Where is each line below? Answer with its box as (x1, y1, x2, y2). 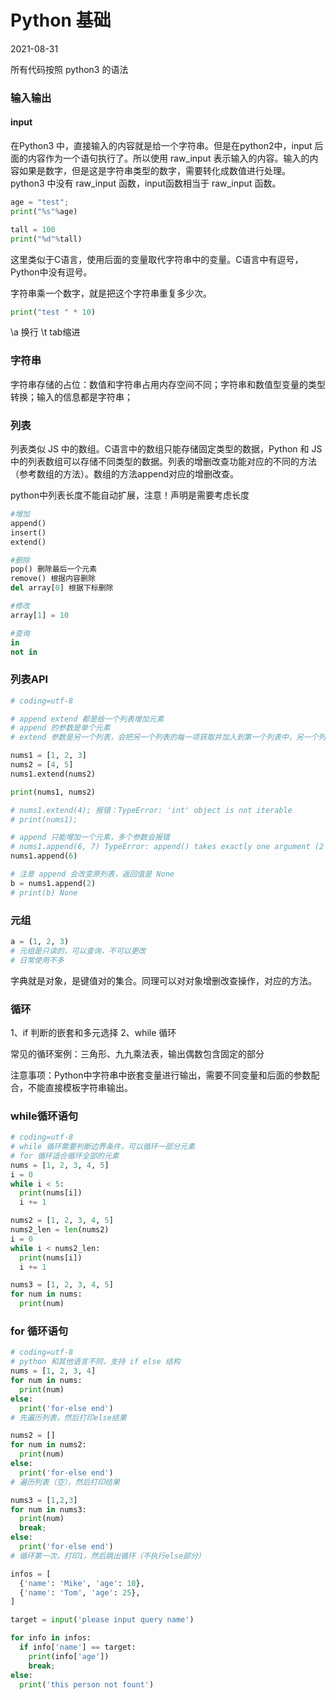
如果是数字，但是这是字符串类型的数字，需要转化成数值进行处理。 (18, 165, 291, 177)
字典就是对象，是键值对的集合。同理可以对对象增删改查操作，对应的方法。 (10, 974, 317, 986)
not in (10, 647, 38, 657)
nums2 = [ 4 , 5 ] (10, 760, 74, 770)
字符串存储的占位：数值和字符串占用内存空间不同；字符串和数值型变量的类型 (10, 378, 326, 390)
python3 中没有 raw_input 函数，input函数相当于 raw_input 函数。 (10, 177, 282, 190)
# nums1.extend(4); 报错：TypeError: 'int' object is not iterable (10, 805, 293, 815)
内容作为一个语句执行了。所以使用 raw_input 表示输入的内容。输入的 (27, 152, 310, 165)
